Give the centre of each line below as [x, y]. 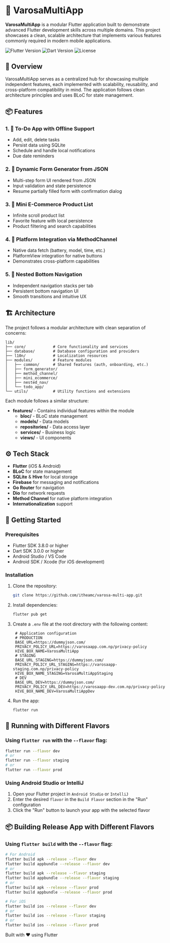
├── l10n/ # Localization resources [57, 356]
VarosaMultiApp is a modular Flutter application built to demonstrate [77, 24]
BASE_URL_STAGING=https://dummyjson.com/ [59, 660]
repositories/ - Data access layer [55, 427]
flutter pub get [30, 615]
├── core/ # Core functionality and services [67, 347]
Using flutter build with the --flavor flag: [59, 844]
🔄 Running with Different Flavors [58, 726]
